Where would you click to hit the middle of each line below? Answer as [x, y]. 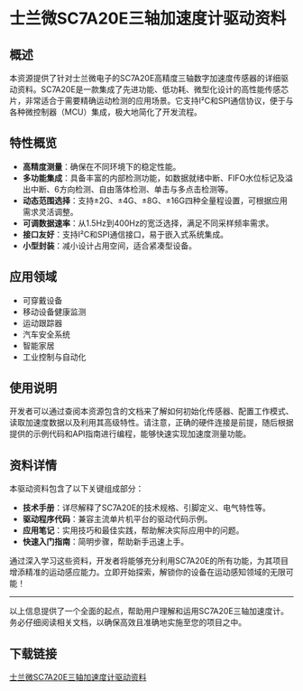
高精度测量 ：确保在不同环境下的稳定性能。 [101, 166]
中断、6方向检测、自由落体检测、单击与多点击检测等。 [132, 189]
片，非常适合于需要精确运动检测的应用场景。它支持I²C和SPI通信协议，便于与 [151, 101]
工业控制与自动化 [54, 357]
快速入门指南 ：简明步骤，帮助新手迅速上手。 [106, 542]
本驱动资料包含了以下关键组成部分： [77, 489]
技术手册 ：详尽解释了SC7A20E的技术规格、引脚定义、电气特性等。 [146, 508]
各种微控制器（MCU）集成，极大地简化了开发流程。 [106, 112]
